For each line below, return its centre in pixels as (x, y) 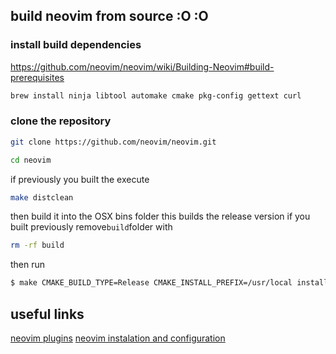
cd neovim (31, 160)
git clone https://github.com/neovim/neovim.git (113, 142)
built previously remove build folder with (91, 227)
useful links (47, 314)
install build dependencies (76, 45)
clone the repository (61, 121)
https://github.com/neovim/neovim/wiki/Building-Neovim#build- (142, 66)
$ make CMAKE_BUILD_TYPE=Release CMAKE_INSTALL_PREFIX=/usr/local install (169, 283)
